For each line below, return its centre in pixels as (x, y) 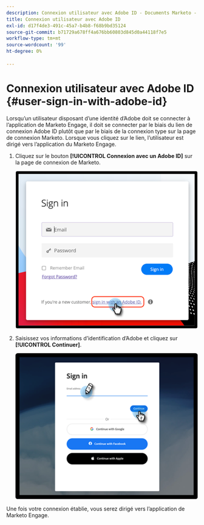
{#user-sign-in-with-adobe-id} (87, 101)
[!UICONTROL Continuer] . (48, 345)
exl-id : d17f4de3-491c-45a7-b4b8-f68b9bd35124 (66, 26)
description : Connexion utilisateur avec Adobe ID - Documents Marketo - (102, 13)
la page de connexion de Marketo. (58, 162)
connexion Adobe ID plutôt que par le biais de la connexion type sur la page (101, 131)
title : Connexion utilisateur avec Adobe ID (63, 19)
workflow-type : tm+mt (34, 39)
